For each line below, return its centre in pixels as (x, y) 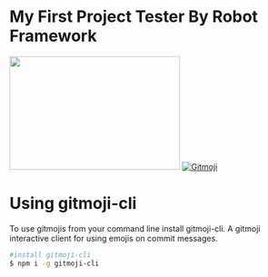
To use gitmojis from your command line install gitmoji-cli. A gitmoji (135, 228)
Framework (53, 36)
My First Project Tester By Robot (134, 17)
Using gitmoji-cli (73, 204)
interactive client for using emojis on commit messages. (114, 238)
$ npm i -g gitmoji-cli (55, 263)
